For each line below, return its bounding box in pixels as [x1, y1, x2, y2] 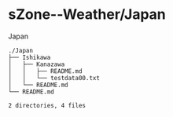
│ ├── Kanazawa [8, 60, 65, 68]
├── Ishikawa [8, 53, 51, 61]
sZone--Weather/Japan [8, 5, 167, 24]
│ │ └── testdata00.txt [8, 74, 101, 82]
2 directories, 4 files [8, 101, 86, 109]
